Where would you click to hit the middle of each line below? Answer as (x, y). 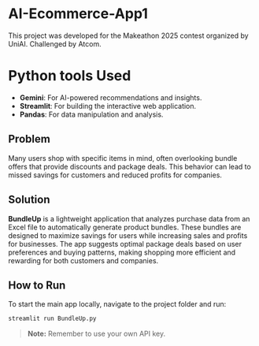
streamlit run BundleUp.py (52, 319)
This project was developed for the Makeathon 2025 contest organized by (129, 35)
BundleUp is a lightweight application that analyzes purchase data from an (129, 218)
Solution (29, 200)
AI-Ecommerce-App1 (78, 14)
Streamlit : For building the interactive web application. (108, 106)
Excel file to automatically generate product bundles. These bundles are (125, 227)
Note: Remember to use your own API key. (96, 334)
